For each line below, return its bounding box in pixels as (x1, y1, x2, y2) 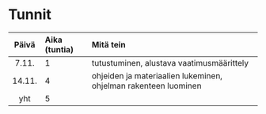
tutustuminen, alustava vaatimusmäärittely (91, 57, 249, 68)
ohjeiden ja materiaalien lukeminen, (91, 70, 223, 81)
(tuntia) (44, 44, 74, 55)
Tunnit (8, 6, 51, 24)
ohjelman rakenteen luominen (91, 80, 202, 91)
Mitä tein (91, 39, 126, 50)
